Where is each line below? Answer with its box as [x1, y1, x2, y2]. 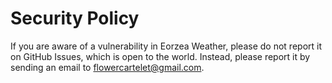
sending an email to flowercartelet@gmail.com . [10, 61, 205, 73]
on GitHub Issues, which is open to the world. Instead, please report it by [10, 50, 311, 62]
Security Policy [10, 7, 140, 30]
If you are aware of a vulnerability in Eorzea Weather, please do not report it [10, 40, 322, 52]
